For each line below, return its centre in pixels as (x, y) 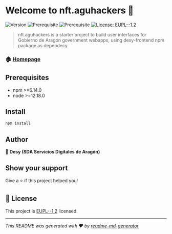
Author (17, 139)
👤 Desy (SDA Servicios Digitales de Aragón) (53, 152)
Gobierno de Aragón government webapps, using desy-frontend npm (91, 40)
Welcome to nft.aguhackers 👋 (70, 11)
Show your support (37, 168)
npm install (18, 123)
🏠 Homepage (23, 59)
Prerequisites (27, 78)
